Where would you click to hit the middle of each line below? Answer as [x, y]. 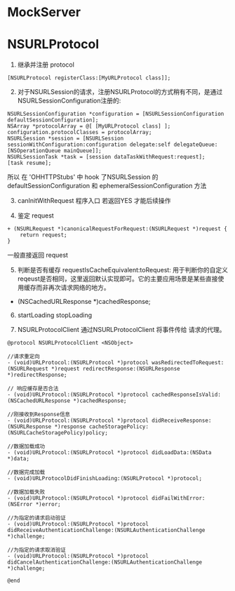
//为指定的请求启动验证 [37, 518]
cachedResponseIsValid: [186, 395]
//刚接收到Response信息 [39, 415]
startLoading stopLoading [55, 315]
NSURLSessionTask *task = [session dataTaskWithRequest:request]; [106, 157]
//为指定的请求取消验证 [37, 550]
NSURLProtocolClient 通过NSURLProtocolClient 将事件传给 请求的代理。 [121, 330]
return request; [44, 235]
